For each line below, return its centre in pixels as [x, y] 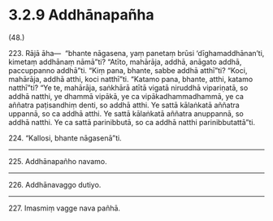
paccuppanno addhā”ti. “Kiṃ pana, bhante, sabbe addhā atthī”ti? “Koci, [128, 70]
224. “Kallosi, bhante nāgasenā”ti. [65, 138]
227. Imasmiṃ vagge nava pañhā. [64, 208]
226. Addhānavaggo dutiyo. [55, 184]
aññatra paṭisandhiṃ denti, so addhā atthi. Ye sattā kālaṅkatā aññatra [124, 105]
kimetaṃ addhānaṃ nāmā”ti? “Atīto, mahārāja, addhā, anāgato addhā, [125, 62]
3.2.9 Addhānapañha [81, 15]
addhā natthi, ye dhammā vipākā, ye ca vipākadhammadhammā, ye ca [126, 96]
